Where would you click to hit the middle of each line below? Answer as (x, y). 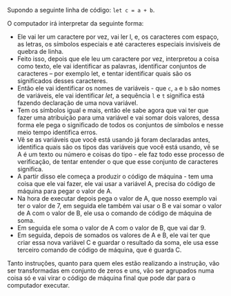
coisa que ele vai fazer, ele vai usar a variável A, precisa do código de (116, 184)
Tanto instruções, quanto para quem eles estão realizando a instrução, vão (113, 263)
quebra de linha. (40, 52)
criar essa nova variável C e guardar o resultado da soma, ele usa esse (118, 242)
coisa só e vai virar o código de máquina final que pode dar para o (101, 278)
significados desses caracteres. (62, 81)
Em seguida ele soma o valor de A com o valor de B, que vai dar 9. (111, 228)
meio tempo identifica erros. (57, 132)
